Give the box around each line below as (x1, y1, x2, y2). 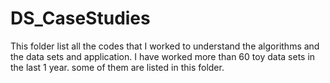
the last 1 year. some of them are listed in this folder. (10, 61, 225, 73)
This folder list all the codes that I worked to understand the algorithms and (10, 40, 320, 52)
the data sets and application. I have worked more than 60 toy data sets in (10, 50, 316, 62)
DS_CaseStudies (10, 7, 151, 30)
